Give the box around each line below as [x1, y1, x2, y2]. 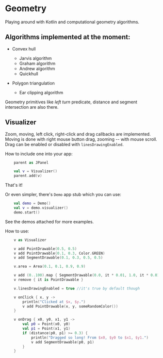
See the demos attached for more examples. [5, 219, 94, 225]
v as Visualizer [14, 237, 47, 243]
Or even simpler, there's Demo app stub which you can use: [5, 192, 121, 197]
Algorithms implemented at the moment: [5, 33, 130, 41]
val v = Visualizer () [14, 169, 57, 174]
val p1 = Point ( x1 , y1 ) [22, 326, 70, 331]
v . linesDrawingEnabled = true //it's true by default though [14, 286, 140, 291]
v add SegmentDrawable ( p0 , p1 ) [31, 340, 95, 344]
